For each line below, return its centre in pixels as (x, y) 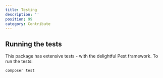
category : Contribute (28, 24)
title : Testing (21, 10)
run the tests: (19, 61)
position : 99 (19, 19)
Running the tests (34, 44)
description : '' (22, 14)
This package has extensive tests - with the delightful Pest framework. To (82, 56)
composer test (20, 70)
